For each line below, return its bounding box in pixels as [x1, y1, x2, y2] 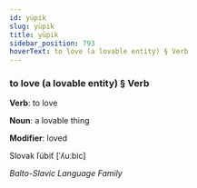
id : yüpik [9, 13, 47, 23]
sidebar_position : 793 [9, 38, 95, 48]
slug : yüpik [9, 22, 54, 31]
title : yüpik [9, 30, 59, 39]
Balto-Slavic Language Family [9, 168, 123, 179]
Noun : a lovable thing [9, 115, 90, 126]
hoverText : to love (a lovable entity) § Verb [9, 47, 189, 56]
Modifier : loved [9, 133, 68, 143]
